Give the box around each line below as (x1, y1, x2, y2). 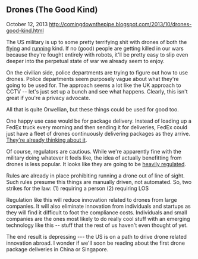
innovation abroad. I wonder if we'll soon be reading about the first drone (6, 239, 186, 246)
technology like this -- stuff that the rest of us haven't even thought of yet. (6, 221, 188, 229)
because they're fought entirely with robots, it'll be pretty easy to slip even (6, 51, 188, 58)
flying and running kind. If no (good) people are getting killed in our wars (6, 45, 184, 52)
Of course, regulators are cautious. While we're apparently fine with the (6, 148, 181, 155)
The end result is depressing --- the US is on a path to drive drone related (6, 233, 187, 240)
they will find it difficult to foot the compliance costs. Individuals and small (6, 208, 187, 216)
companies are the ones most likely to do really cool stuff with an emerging (6, 215, 190, 222)
